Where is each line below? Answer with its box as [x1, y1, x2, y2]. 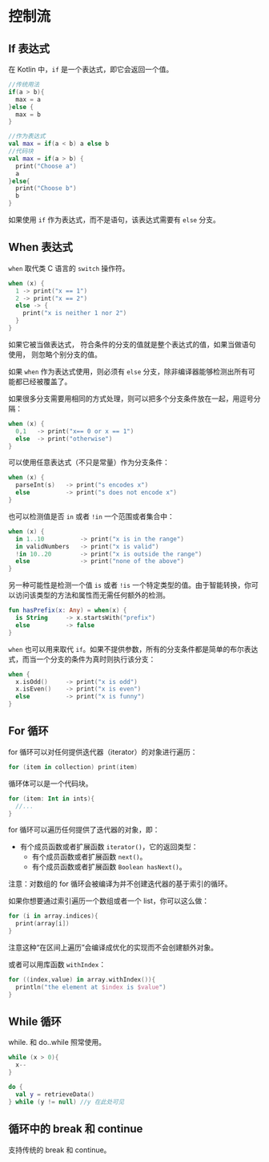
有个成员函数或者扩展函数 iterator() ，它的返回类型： [19, 842, 199, 852]
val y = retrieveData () [15, 1090, 94, 1099]
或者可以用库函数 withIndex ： [8, 960, 106, 969]
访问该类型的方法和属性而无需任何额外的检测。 [14, 590, 170, 600]
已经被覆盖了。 [22, 376, 72, 386]
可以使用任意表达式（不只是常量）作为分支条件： [8, 458, 170, 468]
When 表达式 [8, 241, 74, 254]
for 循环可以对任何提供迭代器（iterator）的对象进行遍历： [8, 747, 198, 756]
